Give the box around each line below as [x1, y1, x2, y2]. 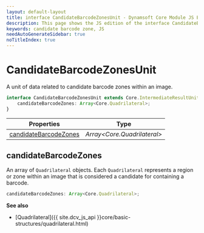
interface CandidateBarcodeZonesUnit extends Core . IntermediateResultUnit [6, 94, 200, 100]
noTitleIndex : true [6, 37, 56, 43]
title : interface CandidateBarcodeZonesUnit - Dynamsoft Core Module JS [6, 15, 194, 21]
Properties [29, 119, 60, 128]
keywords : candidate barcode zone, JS [6, 25, 104, 32]
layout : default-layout [6, 8, 67, 15]
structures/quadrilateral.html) [15, 220, 89, 228]
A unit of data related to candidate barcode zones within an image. [6, 83, 173, 90]
